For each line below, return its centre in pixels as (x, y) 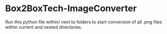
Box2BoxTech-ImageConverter (71, 8)
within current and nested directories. (44, 27)
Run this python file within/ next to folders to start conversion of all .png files (84, 22)
